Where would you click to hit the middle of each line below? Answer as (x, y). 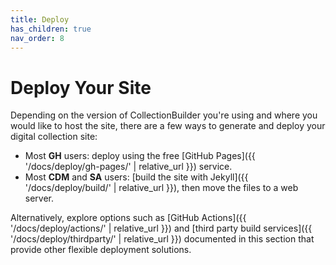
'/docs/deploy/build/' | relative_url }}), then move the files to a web (161, 188)
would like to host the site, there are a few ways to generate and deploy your (168, 126)
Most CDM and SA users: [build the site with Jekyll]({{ (136, 177)
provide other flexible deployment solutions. (101, 250)
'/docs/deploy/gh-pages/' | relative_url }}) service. (128, 167)
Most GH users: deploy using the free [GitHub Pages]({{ (140, 156)
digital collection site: (54, 137)
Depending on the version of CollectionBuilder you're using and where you (164, 115)
